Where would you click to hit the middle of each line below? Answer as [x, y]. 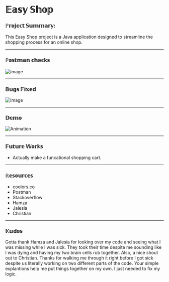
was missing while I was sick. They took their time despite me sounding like [83, 247]
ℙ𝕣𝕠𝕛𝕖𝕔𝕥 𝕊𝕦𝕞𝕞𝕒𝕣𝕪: [30, 26]
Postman [22, 192]
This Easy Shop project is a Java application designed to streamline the [79, 37]
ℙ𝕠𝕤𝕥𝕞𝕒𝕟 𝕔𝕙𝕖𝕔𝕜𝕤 [28, 60]
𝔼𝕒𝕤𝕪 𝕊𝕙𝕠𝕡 [29, 10]
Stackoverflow [27, 197]
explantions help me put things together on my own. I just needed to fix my [83, 269]
